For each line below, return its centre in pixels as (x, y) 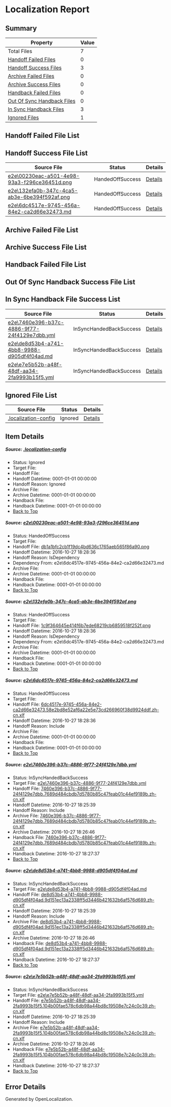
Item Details (25, 436)
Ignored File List (31, 395)
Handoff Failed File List (42, 136)
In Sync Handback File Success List (63, 299)
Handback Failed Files (34, 93)
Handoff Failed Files (32, 59)
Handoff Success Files (35, 68)
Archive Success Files (34, 84)
